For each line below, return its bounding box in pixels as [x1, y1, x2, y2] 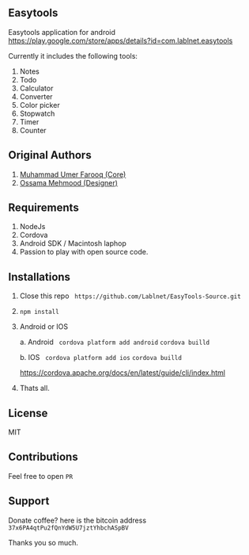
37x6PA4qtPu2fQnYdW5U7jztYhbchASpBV [8, 523, 129, 532]
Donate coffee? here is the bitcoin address [8, 515, 147, 525]
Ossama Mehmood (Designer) [19, 178, 119, 187]
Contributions [8, 450, 78, 464]
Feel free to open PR [8, 471, 74, 480]
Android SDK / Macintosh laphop [19, 239, 126, 248]
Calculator [19, 83, 54, 93]
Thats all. [19, 384, 50, 393]
